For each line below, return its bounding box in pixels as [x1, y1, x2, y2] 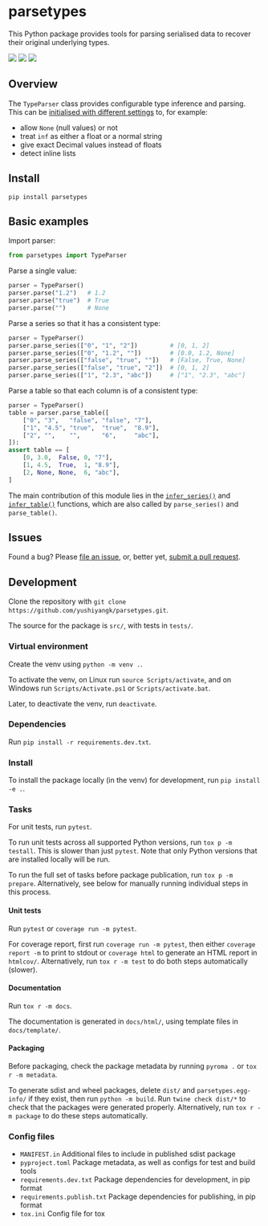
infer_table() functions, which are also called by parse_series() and [8, 499, 239, 508]
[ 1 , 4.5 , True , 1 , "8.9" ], [22, 461, 120, 469]
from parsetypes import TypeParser [8, 251, 128, 259]
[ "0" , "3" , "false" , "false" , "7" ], [22, 416, 152, 424]
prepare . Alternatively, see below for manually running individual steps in [8, 878, 249, 889]
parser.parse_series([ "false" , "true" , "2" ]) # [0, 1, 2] [8, 364, 210, 372]
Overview [8, 77, 59, 91]
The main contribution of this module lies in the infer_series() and [8, 491, 231, 500]
